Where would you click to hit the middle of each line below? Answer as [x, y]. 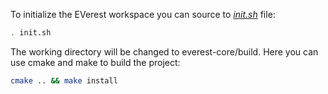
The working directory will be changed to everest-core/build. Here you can [164, 51]
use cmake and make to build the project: [95, 62]
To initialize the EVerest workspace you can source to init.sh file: [143, 14]
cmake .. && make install [64, 80]
